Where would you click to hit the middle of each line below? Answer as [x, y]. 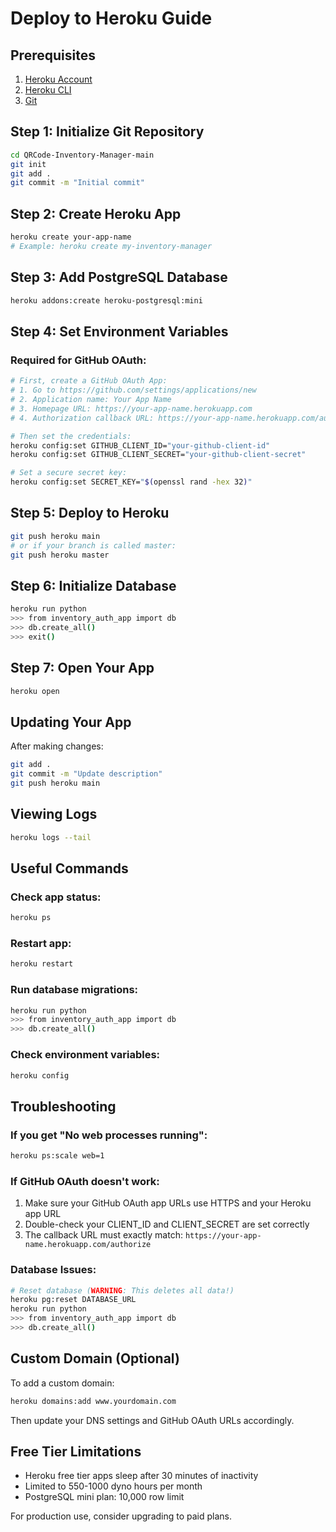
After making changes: [57, 746]
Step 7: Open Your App [82, 668]
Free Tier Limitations [76, 1451]
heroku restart [42, 964]
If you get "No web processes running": [109, 1135]
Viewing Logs [54, 814]
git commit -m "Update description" [86, 774]
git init [28, 164]
